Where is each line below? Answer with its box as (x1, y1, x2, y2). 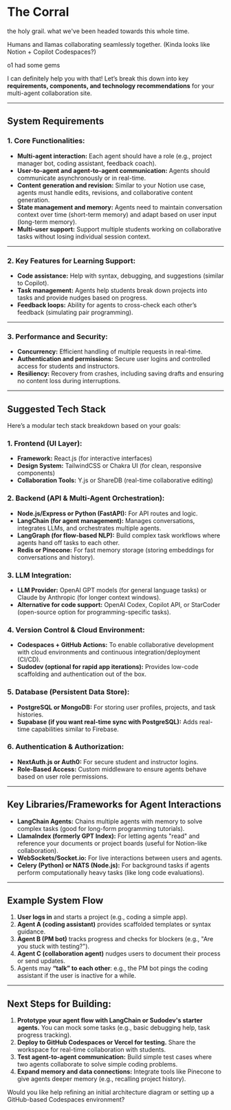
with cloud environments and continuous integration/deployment (16, 648, 201, 657)
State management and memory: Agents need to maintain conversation (16, 203, 223, 211)
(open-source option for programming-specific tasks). (16, 608, 171, 616)
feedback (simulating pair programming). (16, 308, 133, 316)
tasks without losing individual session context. (16, 232, 151, 240)
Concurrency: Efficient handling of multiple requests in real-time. (16, 347, 203, 356)
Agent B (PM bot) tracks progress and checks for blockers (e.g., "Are (16, 935, 214, 943)
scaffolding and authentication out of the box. (16, 670, 146, 679)
